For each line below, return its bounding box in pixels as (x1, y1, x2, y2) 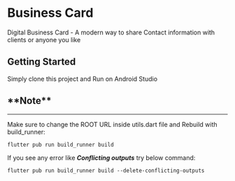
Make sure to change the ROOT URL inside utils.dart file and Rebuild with (7, 120, 218, 128)
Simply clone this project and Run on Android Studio (7, 74, 158, 83)
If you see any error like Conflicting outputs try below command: (7, 153, 196, 162)
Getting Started (7, 56, 76, 68)
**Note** (7, 95, 52, 107)
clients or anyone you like (7, 35, 81, 43)
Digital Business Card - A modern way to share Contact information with (7, 28, 215, 36)
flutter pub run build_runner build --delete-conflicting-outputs (7, 167, 205, 174)
